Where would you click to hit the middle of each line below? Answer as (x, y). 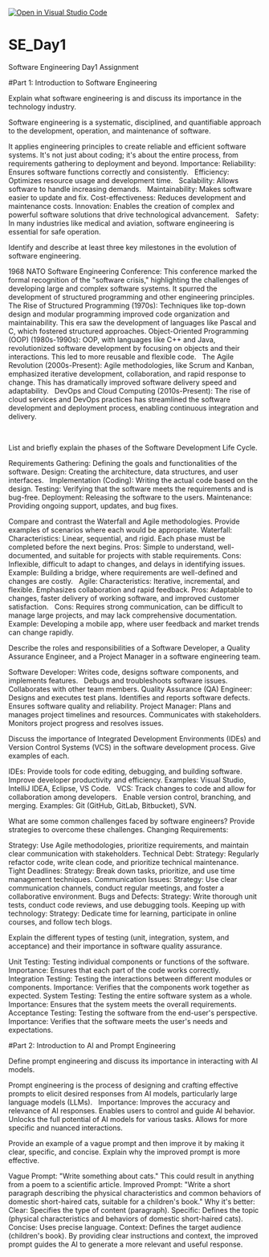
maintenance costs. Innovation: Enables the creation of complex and (122, 206)
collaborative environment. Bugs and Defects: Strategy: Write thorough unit (132, 896)
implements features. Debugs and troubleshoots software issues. (118, 680)
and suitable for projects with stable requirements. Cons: (148, 555)
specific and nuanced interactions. (65, 1128)
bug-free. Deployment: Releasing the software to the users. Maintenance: (130, 497)
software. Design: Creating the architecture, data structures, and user (123, 471)
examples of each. (39, 756)
